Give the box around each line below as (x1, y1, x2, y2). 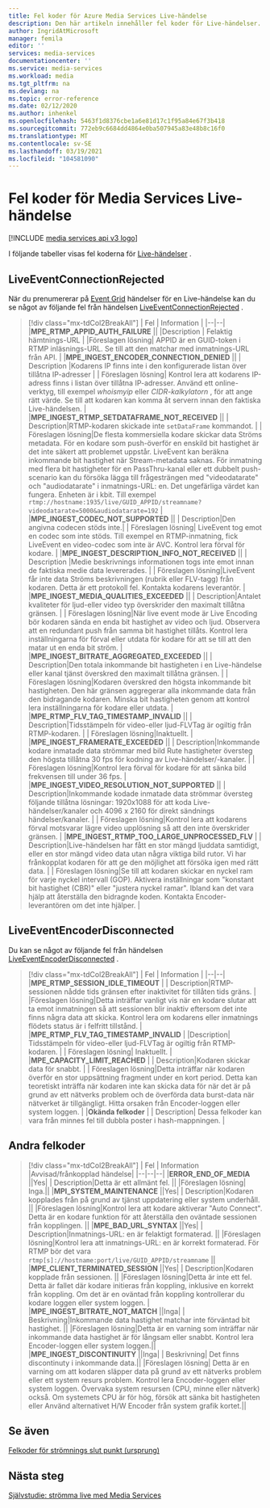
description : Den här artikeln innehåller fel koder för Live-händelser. (8, 19, 262, 27)
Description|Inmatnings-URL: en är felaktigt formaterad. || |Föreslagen (27, 1229, 261, 1239)
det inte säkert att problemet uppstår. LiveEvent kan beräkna (27, 447, 230, 457)
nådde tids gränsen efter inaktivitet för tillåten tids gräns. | (64, 987, 256, 996)
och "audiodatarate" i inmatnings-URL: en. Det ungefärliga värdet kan (27, 482, 260, 491)
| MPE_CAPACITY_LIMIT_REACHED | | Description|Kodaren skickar (27, 1055, 251, 1065)
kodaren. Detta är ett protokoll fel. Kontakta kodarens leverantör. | (27, 583, 246, 592)
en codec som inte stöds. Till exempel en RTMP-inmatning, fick (27, 531, 239, 541)
